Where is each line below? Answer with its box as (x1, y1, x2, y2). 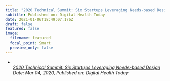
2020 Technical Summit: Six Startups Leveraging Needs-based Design (12, 64, 161, 70)
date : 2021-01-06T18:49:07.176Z (5, 17, 73, 22)
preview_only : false (10, 45, 53, 50)
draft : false (5, 21, 33, 27)
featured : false (5, 26, 39, 31)
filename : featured (10, 36, 51, 41)
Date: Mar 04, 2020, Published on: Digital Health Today (12, 69, 129, 76)
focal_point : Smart (10, 40, 51, 46)
